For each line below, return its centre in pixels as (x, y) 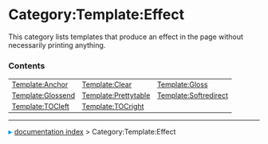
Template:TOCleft (40, 107)
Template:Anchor (40, 84)
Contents (27, 65)
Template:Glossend (43, 95)
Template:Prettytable (116, 95)
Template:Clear (107, 84)
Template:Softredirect (193, 95)
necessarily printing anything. (57, 45)
